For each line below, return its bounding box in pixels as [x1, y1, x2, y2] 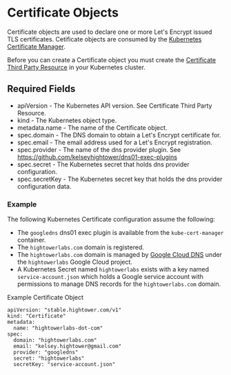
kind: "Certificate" [7, 313, 67, 320]
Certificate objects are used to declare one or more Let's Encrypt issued [7, 28, 212, 36]
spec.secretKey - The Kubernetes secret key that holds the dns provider [17, 175, 223, 183]
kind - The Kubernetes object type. [17, 116, 117, 124]
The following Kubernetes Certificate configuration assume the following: [7, 215, 215, 224]
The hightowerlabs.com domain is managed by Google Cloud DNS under [17, 251, 223, 259]
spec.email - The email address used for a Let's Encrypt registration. [17, 138, 212, 146]
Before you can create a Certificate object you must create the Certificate [7, 55, 216, 64]
